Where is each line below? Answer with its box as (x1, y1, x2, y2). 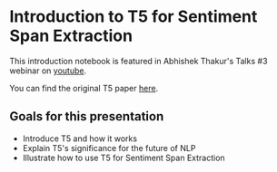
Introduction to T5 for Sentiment (9, 6, 258, 27)
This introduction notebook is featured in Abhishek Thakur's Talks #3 (9, 55, 268, 66)
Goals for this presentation (9, 109, 164, 124)
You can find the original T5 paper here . (9, 82, 159, 93)
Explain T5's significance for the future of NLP (22, 142, 196, 153)
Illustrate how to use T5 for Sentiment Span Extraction (22, 152, 225, 163)
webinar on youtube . (9, 65, 87, 76)
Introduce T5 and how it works (22, 133, 138, 144)
